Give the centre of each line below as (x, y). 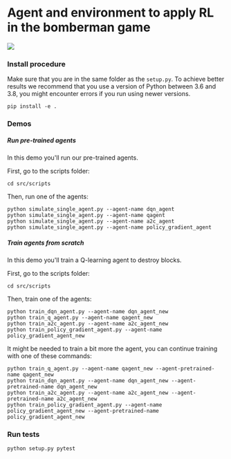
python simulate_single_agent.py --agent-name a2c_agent (91, 222)
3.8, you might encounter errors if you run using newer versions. (99, 94)
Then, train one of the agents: (49, 299)
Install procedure (36, 64)
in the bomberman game (79, 27)
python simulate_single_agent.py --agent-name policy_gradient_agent (110, 227)
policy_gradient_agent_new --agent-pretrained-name (83, 411)
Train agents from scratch (46, 243)
